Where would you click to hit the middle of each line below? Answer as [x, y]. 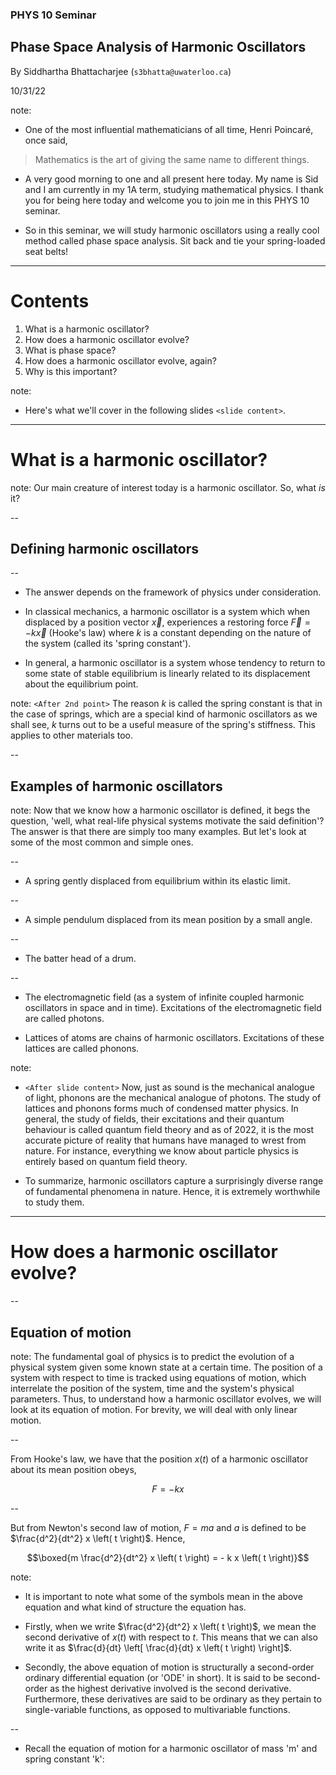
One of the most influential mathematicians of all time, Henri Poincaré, [169, 129]
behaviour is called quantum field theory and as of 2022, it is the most [169, 1130]
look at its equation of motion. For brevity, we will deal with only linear [154, 1409]
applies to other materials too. [72, 735]
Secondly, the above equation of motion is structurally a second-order [169, 1667]
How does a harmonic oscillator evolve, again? [120, 360]
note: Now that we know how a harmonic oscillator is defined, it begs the [160, 810]
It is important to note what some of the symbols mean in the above [163, 1596]
